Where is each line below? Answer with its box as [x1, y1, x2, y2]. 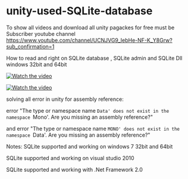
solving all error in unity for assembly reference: [6, 95, 124, 103]
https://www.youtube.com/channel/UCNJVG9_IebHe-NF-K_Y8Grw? [6, 36, 173, 44]
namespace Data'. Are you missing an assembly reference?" [6, 131, 151, 138]
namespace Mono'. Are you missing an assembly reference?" [6, 113, 153, 121]
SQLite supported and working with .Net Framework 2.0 [6, 166, 143, 173]
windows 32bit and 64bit [6, 61, 67, 68]
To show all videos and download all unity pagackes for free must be [6, 24, 175, 31]
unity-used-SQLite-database [6, 4, 153, 18]
